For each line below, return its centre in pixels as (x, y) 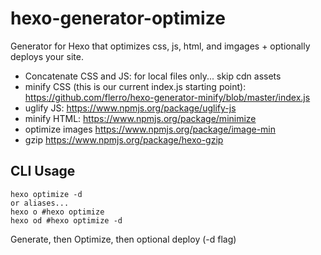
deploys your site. (47, 56)
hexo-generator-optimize (118, 18)
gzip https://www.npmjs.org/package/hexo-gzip (124, 139)
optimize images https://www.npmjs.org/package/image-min (150, 129)
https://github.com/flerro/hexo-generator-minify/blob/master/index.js (167, 97)
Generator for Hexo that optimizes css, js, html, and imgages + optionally (160, 46)
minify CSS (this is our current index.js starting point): (135, 86)
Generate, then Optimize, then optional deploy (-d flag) (123, 239)
